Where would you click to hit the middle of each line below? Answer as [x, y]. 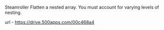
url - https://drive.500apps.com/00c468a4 [50, 22]
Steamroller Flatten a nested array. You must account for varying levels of [82, 7]
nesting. [13, 12]
